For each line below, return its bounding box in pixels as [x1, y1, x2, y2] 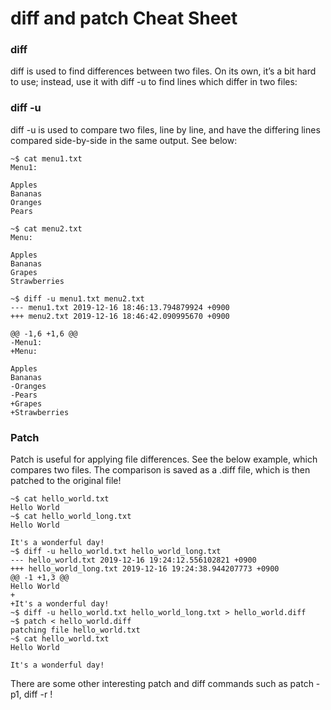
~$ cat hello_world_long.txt [10, 512, 132, 522]
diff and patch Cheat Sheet [10, 7, 238, 30]
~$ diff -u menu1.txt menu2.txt [10, 293, 145, 304]
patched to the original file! [10, 475, 122, 487]
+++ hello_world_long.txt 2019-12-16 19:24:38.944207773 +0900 [10, 564, 280, 574]
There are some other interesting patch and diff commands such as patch [10, 678, 314, 690]
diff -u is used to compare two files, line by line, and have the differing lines [10, 123, 321, 136]
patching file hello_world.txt [10, 625, 141, 636]
